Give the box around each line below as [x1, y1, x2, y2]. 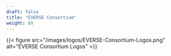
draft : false [6, 8, 39, 15]
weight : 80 [6, 20, 34, 26]
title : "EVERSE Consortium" [6, 14, 77, 20]
